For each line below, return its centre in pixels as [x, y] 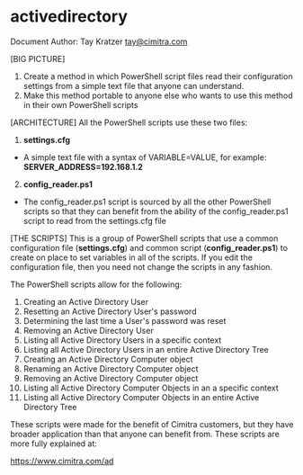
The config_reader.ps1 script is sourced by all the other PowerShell [147, 202]
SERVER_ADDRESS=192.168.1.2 [83, 166]
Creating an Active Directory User [86, 301]
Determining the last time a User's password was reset [125, 320]
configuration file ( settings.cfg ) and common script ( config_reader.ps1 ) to [149, 247]
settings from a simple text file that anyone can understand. [134, 85]
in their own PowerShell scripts [80, 104]
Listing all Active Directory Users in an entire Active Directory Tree [146, 349]
